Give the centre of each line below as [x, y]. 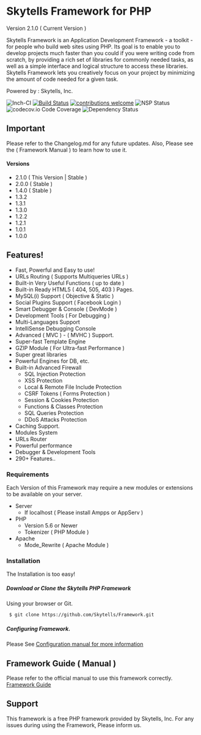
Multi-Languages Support [48, 322]
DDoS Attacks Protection [56, 419]
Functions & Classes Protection [64, 406]
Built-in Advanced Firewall [48, 367]
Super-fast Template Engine [50, 341]
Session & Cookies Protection [61, 400]
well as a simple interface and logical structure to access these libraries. [97, 66]
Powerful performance [43, 446]
